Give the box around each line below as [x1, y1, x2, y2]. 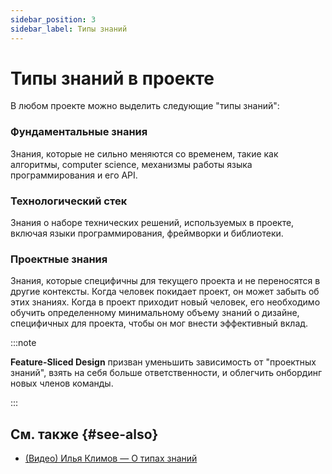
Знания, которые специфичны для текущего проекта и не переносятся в [10, 275, 321, 287]
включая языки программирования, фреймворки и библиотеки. [10, 227, 284, 240]
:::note [10, 337, 37, 349]
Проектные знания [10, 252, 108, 266]
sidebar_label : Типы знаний [10, 24, 128, 34]
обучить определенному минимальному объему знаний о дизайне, [10, 307, 300, 319]
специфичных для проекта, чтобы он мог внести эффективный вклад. [10, 317, 309, 330]
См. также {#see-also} [10, 426, 159, 443]
